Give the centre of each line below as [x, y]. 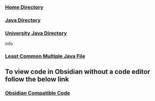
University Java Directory [36, 33]
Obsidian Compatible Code [38, 93]
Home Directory [24, 7]
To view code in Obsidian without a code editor [77, 72]
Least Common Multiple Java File [45, 56]
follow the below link [37, 79]
